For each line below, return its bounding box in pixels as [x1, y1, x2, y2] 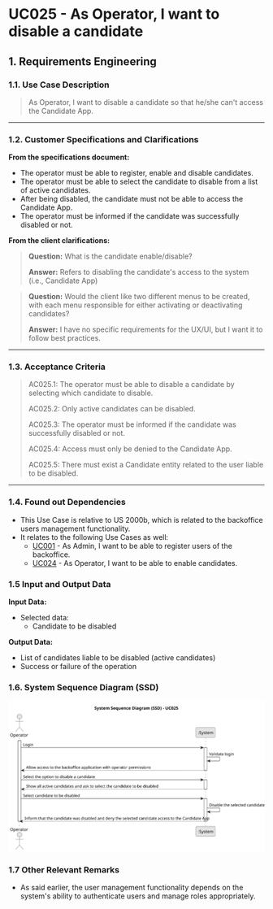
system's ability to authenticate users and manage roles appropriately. [19, 891, 256, 901]
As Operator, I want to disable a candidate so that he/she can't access [28, 97, 264, 107]
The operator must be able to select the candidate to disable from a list [19, 176, 258, 187]
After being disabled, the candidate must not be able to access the [19, 194, 244, 204]
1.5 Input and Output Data [8, 578, 111, 589]
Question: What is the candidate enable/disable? [28, 251, 193, 261]
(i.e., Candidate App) [28, 276, 98, 285]
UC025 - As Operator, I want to [8, 5, 220, 24]
